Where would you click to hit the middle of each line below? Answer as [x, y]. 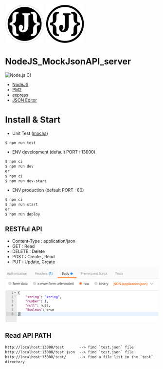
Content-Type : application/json [44, 241]
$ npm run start [21, 205]
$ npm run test [20, 143]
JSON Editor [25, 100]
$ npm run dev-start [26, 181]
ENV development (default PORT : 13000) [54, 152]
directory [15, 362]
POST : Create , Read [33, 256]
